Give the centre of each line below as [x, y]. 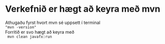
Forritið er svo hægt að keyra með [40, 32]
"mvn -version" [21, 27]
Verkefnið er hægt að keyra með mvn [83, 9]
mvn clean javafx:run [30, 37]
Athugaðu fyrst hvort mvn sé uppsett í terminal [53, 22]
